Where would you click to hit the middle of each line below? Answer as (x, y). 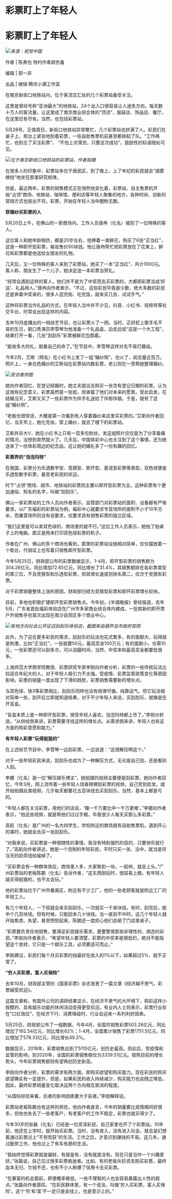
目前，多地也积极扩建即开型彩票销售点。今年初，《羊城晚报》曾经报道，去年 (85, 602)
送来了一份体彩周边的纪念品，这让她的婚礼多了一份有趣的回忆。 (72, 446)
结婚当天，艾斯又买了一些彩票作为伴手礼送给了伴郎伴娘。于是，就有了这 (81, 399)
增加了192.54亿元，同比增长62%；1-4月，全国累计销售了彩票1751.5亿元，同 (85, 1031)
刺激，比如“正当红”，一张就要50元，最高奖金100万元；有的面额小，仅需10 (88, 643)
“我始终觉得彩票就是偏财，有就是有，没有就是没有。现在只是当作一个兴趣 (83, 1155)
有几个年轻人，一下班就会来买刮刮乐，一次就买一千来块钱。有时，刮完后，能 (86, 908)
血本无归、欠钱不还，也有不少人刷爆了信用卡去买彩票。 (63, 1168)
